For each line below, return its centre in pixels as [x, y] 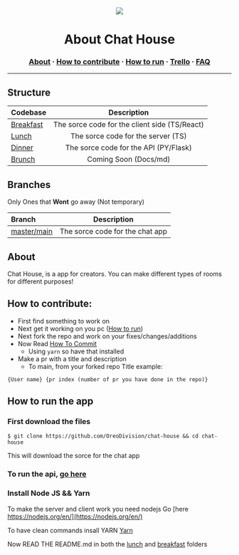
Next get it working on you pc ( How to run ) [80, 328]
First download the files [49, 422]
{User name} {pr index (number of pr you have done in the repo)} [108, 379]
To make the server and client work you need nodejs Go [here [98, 509]
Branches [29, 185]
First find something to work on [64, 321]
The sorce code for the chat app [113, 232]
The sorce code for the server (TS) [128, 136]
